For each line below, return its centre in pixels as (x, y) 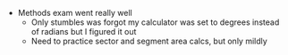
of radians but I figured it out (84, 31)
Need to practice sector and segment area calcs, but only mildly (149, 41)
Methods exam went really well (75, 13)
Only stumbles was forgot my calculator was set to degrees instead (155, 22)
